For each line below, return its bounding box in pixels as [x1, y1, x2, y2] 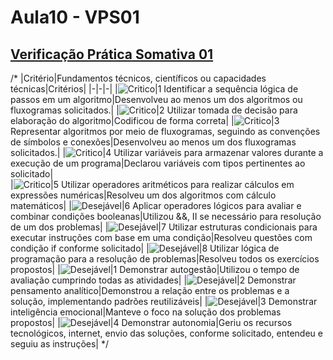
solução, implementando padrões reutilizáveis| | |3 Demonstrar [10, 296, 318, 307]
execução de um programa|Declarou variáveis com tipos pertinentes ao [10, 157, 306, 169]
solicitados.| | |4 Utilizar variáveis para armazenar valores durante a [10, 147, 324, 158]
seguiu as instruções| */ [10, 338, 109, 350]
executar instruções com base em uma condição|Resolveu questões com [10, 232, 313, 243]
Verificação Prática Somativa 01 [10, 46, 214, 63]
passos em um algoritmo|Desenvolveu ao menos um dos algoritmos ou [10, 94, 303, 105]
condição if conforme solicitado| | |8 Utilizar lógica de [10, 242, 280, 254]
